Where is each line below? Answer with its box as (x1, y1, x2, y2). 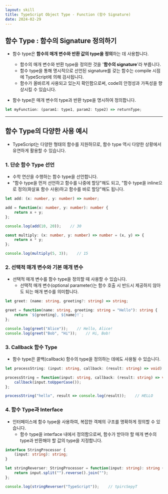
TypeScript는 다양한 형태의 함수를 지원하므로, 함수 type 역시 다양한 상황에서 (12, 141, 161, 147)
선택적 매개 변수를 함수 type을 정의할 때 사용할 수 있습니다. (12, 276, 127, 282)
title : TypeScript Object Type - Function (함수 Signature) (5, 12, 131, 17)
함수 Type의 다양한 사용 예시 (5, 127, 88, 135)
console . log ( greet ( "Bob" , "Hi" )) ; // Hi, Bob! (5, 331, 111, 336)
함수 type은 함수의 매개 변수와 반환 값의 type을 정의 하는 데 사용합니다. (12, 51, 149, 57)
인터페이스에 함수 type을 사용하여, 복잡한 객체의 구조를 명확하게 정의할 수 (12, 418, 155, 424)
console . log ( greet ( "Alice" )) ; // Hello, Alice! (5, 326, 113, 331)
